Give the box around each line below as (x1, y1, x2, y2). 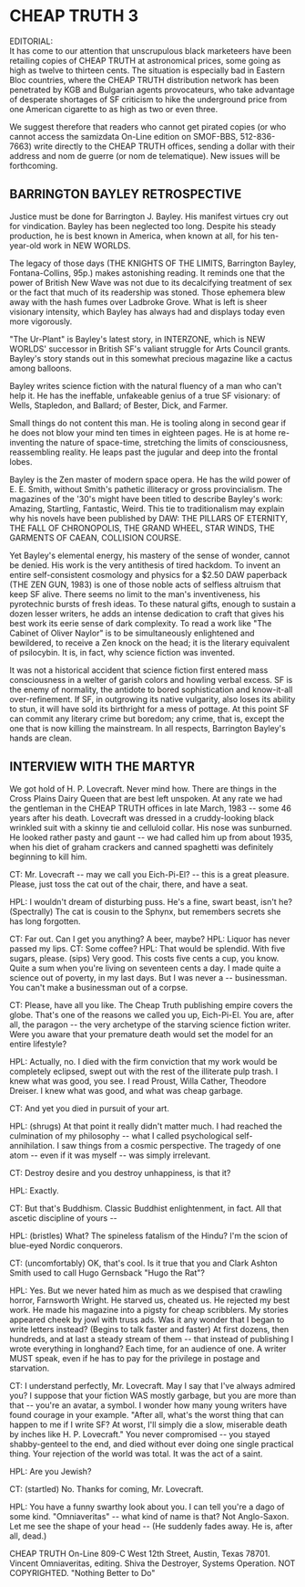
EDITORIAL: (9, 36, 53, 47)
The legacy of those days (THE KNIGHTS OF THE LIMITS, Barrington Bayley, (9, 257, 297, 268)
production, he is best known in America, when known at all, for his (9, 230, 261, 241)
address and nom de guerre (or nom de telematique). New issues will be (9, 150, 280, 161)
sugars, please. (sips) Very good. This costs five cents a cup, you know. (9, 952, 280, 963)
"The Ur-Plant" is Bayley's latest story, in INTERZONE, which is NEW (9, 333, 266, 344)
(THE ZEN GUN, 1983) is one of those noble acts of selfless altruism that (9, 579, 281, 590)
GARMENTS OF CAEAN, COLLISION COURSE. (9, 531, 182, 543)
